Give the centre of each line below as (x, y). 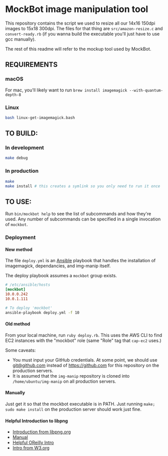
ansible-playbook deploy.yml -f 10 (42, 312)
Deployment (21, 238)
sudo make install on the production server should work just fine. (73, 409)
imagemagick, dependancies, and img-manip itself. (58, 266)
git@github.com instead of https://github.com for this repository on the (86, 365)
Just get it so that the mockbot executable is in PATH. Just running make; (80, 404)
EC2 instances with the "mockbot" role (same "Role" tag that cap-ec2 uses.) (83, 340)
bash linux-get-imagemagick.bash (40, 118)
